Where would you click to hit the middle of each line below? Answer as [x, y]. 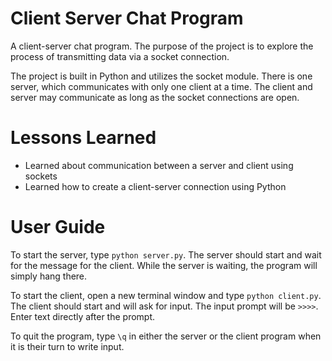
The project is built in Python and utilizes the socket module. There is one [161, 76]
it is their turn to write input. [67, 346]
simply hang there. [49, 276]
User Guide [58, 227]
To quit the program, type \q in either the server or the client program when [166, 336]
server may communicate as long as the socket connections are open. [155, 97]
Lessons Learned [83, 138]
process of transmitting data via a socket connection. [120, 56]
